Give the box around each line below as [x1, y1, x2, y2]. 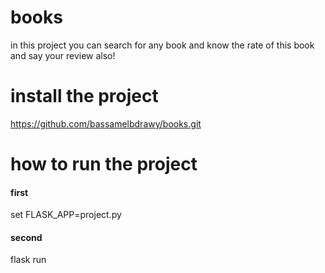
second [10, 231, 43, 243]
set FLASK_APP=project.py [10, 209, 122, 221]
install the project [10, 85, 159, 108]
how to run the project [10, 153, 198, 176]
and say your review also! [10, 49, 116, 61]
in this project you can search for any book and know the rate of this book [10, 39, 315, 51]
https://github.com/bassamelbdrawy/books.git [10, 117, 202, 130]
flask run [10, 254, 47, 266]
